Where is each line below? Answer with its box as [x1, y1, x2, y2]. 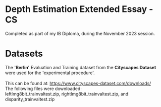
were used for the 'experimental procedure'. [5, 70, 95, 76]
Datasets [5, 48, 43, 59]
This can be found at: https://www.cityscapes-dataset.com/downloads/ [5, 80, 151, 86]
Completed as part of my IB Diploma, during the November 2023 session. [5, 30, 155, 36]
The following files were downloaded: [5, 86, 82, 92]
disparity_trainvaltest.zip [5, 96, 55, 102]
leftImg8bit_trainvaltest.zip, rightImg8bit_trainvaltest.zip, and [5, 91, 129, 97]
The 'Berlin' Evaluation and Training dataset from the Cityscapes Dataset [5, 64, 156, 70]
